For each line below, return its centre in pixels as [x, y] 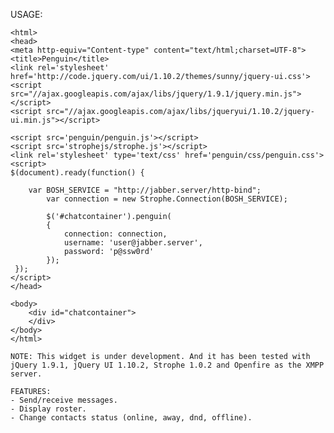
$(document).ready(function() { [77, 173]
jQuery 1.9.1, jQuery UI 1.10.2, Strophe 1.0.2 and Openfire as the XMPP [167, 365]
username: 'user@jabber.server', [133, 243]
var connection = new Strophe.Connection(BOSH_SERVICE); [167, 199]
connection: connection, [115, 234]
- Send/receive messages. [64, 400]
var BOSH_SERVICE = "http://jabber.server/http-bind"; [145, 190]
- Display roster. [48, 409]
